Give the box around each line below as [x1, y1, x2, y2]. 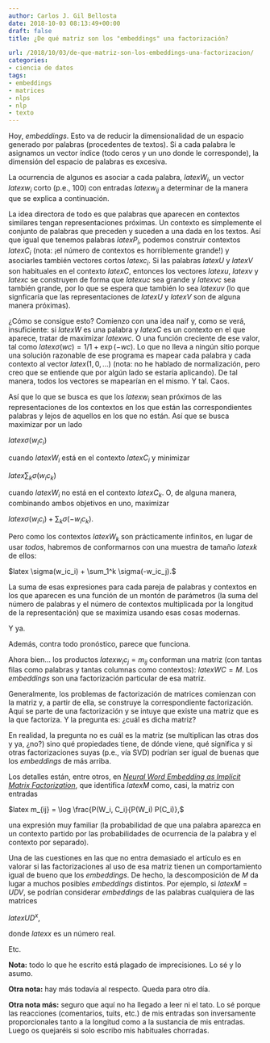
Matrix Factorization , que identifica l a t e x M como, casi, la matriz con [8, 781, 235, 790]
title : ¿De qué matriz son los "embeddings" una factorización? [8, 34, 229, 43]
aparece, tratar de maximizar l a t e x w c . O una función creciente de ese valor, [8, 333, 260, 343]
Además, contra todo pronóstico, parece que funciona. [8, 639, 191, 648]
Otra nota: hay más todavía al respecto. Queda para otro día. [8, 984, 211, 994]
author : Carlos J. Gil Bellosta [8, 11, 117, 20]
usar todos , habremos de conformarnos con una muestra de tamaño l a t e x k [8, 542, 258, 551]
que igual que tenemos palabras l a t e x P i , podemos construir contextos [8, 235, 241, 246]
